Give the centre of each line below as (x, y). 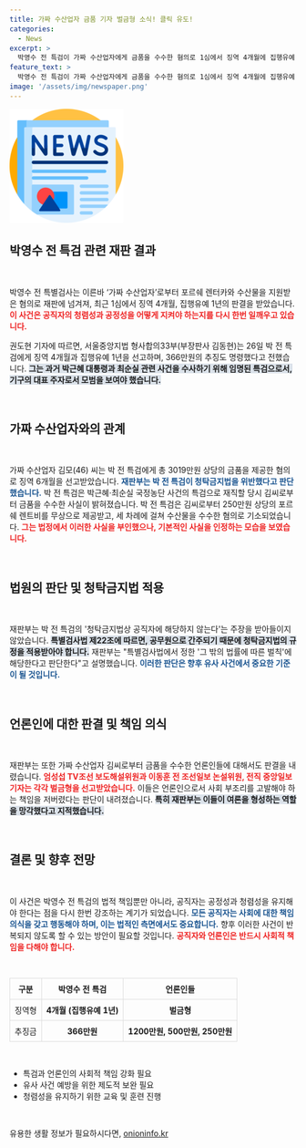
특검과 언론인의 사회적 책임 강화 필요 (87, 1073)
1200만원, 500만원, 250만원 (180, 1031)
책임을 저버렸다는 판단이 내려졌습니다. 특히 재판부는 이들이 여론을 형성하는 (149, 799)
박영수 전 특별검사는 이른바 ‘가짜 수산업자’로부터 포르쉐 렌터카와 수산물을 (138, 292)
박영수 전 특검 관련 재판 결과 (83, 251)
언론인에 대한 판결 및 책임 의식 (88, 724)
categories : (32, 29)
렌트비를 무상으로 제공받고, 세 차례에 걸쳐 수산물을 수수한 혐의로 (132, 516)
